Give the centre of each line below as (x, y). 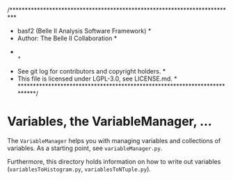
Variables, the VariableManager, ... (110, 122)
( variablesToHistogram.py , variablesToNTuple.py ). (79, 169)
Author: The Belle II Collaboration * (67, 38)
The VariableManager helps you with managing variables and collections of (114, 140)
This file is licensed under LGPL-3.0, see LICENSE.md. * (97, 79)
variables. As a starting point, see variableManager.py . (85, 148)
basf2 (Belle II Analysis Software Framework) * (84, 31)
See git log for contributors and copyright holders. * (91, 71)
